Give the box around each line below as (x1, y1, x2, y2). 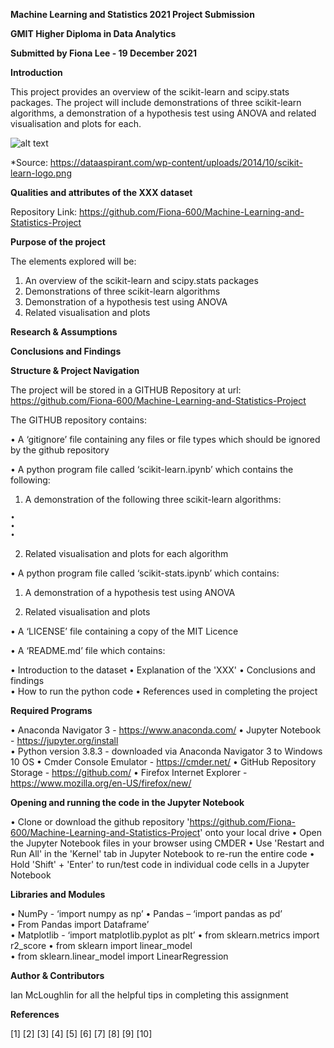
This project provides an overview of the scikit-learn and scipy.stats (10, 86, 290, 98)
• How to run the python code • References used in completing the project (10, 685, 318, 697)
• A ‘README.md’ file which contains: (10, 645, 166, 656)
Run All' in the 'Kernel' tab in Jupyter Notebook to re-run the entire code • (10, 848, 315, 859)
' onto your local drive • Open (199, 827, 323, 838)
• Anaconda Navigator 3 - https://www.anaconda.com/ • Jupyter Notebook (10, 724, 322, 736)
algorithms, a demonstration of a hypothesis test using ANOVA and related (10, 107, 317, 119)
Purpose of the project (10, 236, 106, 248)
